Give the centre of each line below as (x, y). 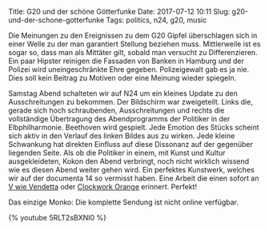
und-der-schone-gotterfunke (56, 20)
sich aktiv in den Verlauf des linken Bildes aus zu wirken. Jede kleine (122, 136)
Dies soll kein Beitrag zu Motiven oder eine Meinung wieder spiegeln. (122, 78)
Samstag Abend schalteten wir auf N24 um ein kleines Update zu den (123, 93)
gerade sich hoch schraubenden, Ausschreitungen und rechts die (116, 110)
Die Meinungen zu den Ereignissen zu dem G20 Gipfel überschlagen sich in (133, 36)
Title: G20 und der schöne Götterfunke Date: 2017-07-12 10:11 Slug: (119, 12)
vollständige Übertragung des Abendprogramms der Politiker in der (119, 119)
